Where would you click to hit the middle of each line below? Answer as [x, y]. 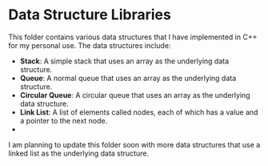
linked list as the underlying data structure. [79, 153]
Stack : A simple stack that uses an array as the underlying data [124, 61]
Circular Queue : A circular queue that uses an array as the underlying [135, 95]
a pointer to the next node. [64, 120]
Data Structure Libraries [90, 15]
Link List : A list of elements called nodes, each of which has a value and [139, 112]
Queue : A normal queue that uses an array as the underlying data [128, 78]
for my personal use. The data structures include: [90, 45]
